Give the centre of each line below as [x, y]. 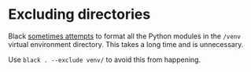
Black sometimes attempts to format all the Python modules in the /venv [125, 36]
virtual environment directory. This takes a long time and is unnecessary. [126, 44]
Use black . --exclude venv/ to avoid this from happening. [105, 59]
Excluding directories [79, 14]
